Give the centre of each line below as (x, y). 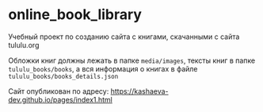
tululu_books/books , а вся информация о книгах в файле (103, 68)
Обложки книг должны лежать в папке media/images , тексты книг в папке (132, 60)
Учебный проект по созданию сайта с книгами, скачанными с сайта (124, 37)
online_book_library (75, 15)
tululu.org (24, 44)
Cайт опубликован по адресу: (59, 91)
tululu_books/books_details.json (63, 76)
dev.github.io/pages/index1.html (61, 99)
